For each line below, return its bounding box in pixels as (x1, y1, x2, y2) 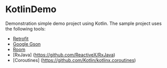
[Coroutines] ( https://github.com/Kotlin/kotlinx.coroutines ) (12, 57, 136, 63)
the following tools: (5, 25, 46, 31)
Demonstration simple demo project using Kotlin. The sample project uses (5, 20, 162, 26)
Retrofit (12, 36, 29, 42)
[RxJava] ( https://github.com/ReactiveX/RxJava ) (12, 52, 116, 58)
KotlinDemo (5, 4, 57, 15)
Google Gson (12, 41, 41, 47)
